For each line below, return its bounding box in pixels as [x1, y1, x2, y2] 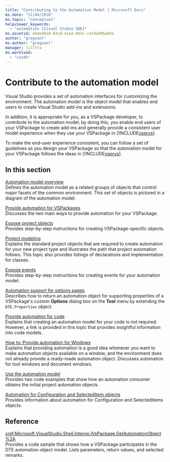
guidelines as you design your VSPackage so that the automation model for [5, 145, 162, 151]
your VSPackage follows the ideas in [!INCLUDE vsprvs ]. [5, 151, 122, 157]
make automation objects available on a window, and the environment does [5, 350, 162, 356]
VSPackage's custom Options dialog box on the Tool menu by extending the [5, 298, 165, 305]
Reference [5, 417, 39, 425]
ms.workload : [5, 50, 33, 55]
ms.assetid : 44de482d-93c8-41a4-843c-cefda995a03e [5, 31, 114, 36]
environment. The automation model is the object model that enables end [5, 98, 158, 105]
